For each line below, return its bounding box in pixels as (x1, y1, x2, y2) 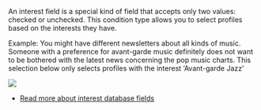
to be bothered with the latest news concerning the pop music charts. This (8, 55, 252, 64)
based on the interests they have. (8, 24, 117, 32)
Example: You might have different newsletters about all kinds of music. (8, 38, 241, 48)
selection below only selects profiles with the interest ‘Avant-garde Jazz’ (8, 64, 244, 73)
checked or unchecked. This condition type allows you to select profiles (8, 15, 243, 24)
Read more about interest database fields (19, 93, 155, 103)
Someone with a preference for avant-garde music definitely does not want (8, 47, 254, 56)
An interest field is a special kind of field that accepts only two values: (8, 7, 236, 16)
